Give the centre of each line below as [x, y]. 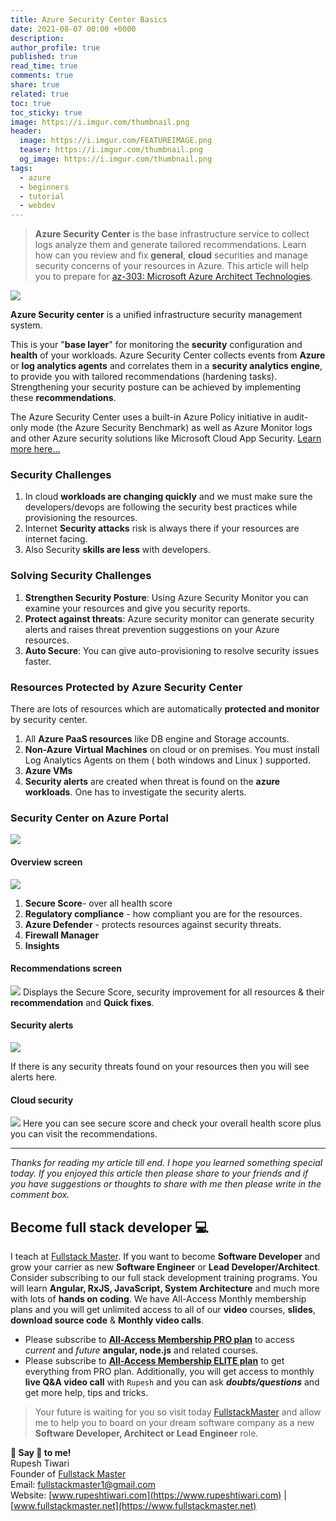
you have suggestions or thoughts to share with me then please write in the [166, 1184]
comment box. [40, 1195]
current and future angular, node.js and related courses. [141, 1350]
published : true [44, 57]
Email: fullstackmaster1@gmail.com [83, 1484]
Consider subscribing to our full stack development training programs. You [164, 1277]
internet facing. [56, 539]
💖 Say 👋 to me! [41, 1452]
